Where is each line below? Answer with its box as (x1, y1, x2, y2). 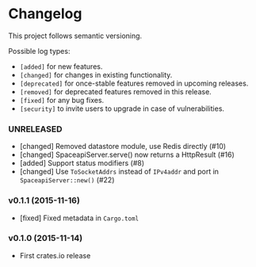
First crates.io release (19, 250, 91, 260)
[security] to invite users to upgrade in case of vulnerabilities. (19, 104, 224, 113)
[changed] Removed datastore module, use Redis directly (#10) (19, 142, 227, 151)
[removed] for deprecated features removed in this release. (19, 86, 212, 96)
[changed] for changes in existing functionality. (19, 70, 173, 79)
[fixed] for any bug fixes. (19, 95, 105, 105)
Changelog (8, 5, 82, 23)
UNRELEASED (8, 124, 63, 135)
